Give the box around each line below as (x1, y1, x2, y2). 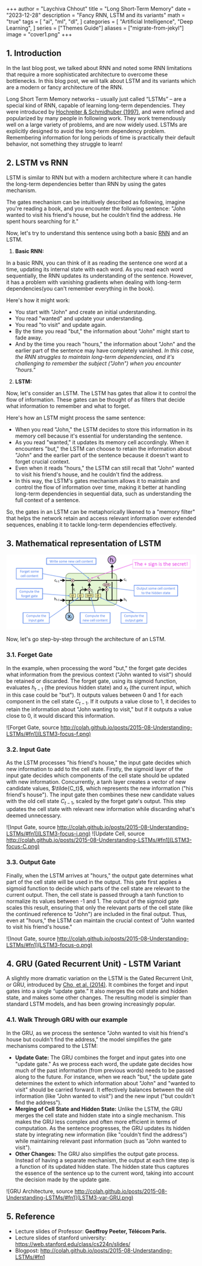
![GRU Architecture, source (6, 1187, 74, 1195)
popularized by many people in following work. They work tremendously (6, 114, 186, 121)
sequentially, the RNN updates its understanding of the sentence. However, (6, 272, 193, 279)
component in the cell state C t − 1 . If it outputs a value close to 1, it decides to (6, 698, 197, 706)
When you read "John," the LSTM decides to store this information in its (14, 425, 193, 433)
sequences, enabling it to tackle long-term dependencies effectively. (6, 521, 177, 528)
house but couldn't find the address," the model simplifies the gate (6, 1036, 172, 1043)
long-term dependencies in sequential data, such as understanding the (14, 489, 192, 497)
